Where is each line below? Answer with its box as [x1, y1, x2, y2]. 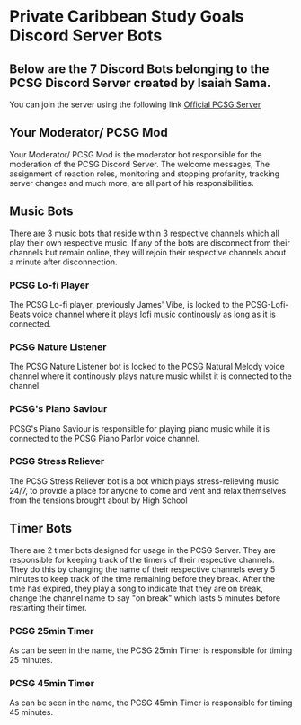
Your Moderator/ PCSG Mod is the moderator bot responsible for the [9, 148, 262, 159]
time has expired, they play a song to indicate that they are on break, [9, 583, 263, 594]
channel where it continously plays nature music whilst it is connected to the [9, 371, 292, 381]
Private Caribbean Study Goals [9, 6, 244, 27]
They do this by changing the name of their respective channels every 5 [9, 564, 276, 575]
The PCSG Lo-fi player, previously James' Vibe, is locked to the [9, 299, 244, 309]
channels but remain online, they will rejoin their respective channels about [9, 246, 287, 257]
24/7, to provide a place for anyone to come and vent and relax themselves [9, 485, 287, 496]
